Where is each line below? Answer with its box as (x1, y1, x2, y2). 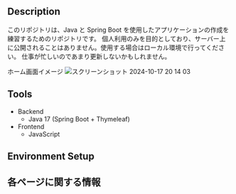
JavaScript (28, 129, 60, 138)
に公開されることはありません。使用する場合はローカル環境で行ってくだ (7, 43, 219, 52)
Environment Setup (7, 151, 95, 163)
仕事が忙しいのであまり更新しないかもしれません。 (21, 52, 171, 60)
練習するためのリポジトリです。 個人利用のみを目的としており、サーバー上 (7, 34, 226, 43)
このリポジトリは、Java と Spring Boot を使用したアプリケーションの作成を (7, 25, 230, 34)
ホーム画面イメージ (7, 67, 64, 75)
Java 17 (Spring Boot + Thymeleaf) (28, 114, 130, 123)
